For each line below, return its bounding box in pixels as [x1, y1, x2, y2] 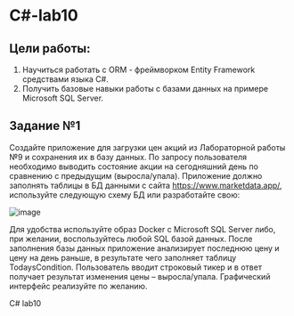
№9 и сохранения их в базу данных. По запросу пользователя [9, 151, 248, 162]
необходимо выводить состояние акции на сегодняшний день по [9, 161, 258, 172]
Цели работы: [9, 41, 91, 56]
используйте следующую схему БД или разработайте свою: [9, 189, 241, 200]
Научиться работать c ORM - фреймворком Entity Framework [21, 64, 256, 75]
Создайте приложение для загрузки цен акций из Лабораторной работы [9, 142, 286, 152]
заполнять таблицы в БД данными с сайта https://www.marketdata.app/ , [9, 180, 282, 190]
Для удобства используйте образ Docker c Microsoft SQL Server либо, [9, 223, 276, 234]
